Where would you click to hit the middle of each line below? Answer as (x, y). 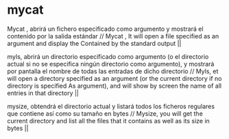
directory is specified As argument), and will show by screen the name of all (114, 86)
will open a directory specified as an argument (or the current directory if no (114, 78)
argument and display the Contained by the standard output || (94, 43)
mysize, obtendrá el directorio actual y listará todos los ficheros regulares (111, 106)
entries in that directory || (43, 93)
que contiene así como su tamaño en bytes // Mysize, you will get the (105, 113)
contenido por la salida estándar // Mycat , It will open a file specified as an (113, 36)
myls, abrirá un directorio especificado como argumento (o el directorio (108, 56)
